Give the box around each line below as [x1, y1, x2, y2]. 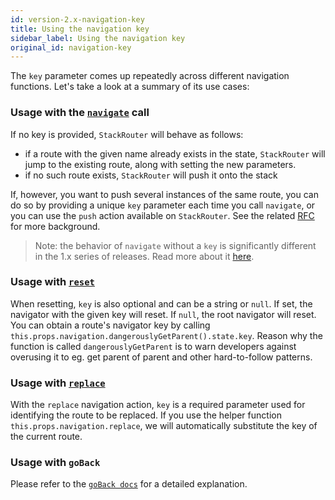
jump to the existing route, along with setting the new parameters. [24, 158, 297, 170]
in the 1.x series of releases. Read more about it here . [34, 250, 255, 262]
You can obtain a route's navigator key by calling [10, 319, 211, 331]
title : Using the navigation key [10, 24, 150, 34]
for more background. [10, 220, 101, 232]
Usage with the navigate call [10, 106, 150, 120]
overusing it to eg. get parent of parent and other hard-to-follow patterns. [10, 351, 313, 363]
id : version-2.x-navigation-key [10, 14, 145, 25]
